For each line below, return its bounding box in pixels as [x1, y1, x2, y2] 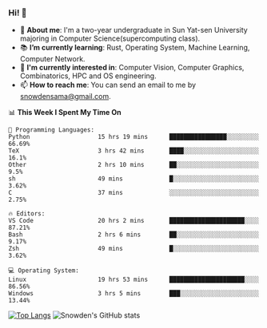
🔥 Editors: [8, 210, 46, 218]
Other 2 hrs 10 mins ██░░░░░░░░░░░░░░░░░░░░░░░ [8, 161, 260, 169]
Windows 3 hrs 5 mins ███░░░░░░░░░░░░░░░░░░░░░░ [8, 290, 260, 298]
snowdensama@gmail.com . [19, 92, 111, 101]
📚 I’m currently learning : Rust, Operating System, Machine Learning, [19, 43, 250, 53]
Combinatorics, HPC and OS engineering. [19, 71, 157, 81]
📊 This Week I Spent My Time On [8, 108, 122, 117]
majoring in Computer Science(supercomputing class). [19, 34, 201, 43]
